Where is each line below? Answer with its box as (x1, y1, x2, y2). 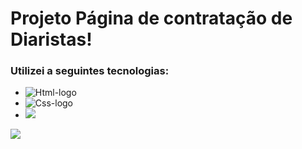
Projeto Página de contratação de (10, 7, 293, 30)
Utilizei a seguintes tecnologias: (10, 64, 170, 78)
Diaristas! (10, 28, 93, 51)
